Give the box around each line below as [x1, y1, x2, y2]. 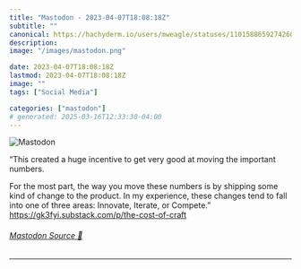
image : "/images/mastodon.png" [9, 47, 126, 56]
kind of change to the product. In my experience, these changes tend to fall [9, 190, 288, 202]
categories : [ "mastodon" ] [9, 104, 106, 113]
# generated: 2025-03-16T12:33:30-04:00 [9, 112, 163, 121]
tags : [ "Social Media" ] [9, 87, 99, 97]
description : [9, 38, 58, 48]
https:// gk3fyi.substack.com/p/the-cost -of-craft [9, 210, 187, 221]
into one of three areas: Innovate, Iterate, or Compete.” [9, 200, 211, 211]
